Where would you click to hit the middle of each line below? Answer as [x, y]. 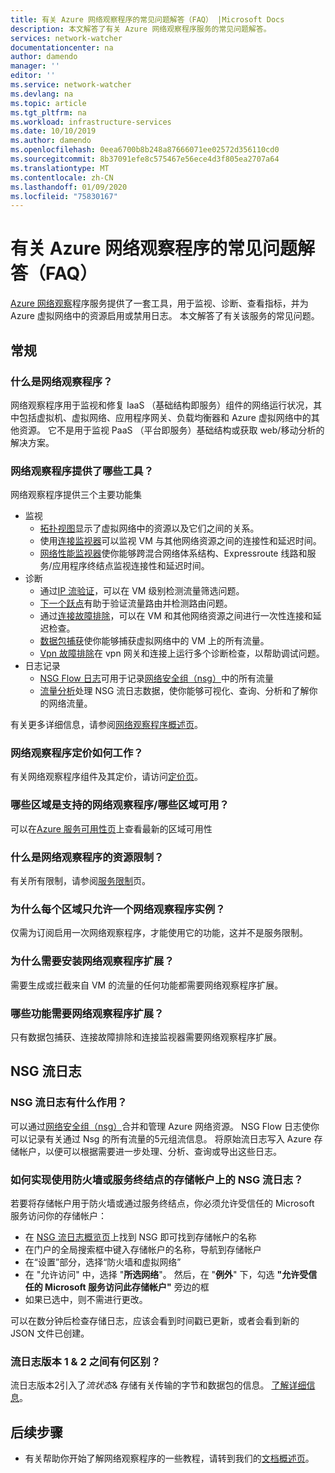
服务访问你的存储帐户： [58, 1215]
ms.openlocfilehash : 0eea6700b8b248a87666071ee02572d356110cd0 [145, 150]
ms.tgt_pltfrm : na [48, 112]
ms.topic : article [48, 103]
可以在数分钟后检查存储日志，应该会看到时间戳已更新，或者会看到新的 [155, 1320]
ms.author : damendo [51, 141]
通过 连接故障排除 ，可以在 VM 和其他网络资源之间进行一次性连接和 [176, 616]
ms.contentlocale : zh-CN [62, 177]
